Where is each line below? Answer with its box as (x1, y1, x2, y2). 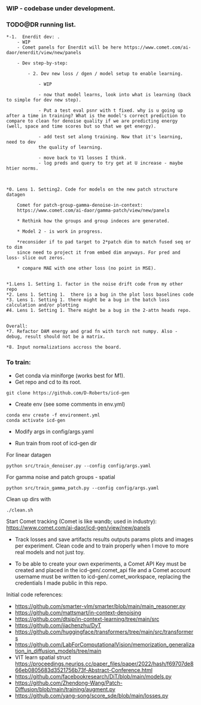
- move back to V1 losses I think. (38, 155, 127, 161)
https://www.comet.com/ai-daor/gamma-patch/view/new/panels (17, 207, 170, 214)
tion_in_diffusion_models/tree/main (14, 647, 102, 655)
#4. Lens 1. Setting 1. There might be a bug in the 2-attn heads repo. (6, 308, 191, 314)
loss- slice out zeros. (6, 255, 66, 261)
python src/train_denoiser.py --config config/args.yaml (6, 463, 151, 469)
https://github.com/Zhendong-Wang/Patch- (14, 679, 123, 686)
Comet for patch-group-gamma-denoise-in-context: (17, 203, 144, 209)
